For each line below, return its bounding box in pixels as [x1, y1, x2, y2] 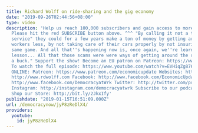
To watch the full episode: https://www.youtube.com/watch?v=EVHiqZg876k [11, 63, 196, 69]
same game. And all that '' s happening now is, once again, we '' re [11, 47, 178, 53]
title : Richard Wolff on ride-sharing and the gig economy [6, 8, 154, 15]
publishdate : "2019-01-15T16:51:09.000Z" [6, 96, 110, 102]
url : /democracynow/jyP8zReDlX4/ [6, 101, 88, 108]
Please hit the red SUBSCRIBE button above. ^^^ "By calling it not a [11, 31, 189, 36]
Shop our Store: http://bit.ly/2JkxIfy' [11, 91, 112, 97]
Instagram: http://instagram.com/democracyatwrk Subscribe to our [11, 85, 178, 91]
